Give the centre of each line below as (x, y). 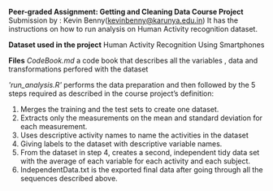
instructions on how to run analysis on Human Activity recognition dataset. (133, 29)
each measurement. (54, 126)
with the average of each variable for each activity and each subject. (135, 161)
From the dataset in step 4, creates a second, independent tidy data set (140, 152)
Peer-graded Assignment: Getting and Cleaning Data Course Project (126, 12)
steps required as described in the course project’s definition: (111, 93)
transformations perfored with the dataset (78, 69)
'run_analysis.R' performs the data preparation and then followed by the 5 (132, 85)
